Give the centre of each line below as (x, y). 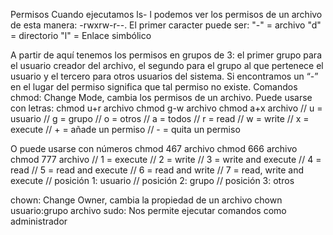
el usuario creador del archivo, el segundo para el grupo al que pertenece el (167, 65)
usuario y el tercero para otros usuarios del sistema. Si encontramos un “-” (164, 76)
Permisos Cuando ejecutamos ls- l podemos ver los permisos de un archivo (166, 14)
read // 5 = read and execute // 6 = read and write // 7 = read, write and (157, 170)
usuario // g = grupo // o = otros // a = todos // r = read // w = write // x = (160, 118)
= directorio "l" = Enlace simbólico (81, 35)
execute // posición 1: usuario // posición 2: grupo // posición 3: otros (152, 180)
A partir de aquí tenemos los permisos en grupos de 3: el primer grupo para (166, 55)
